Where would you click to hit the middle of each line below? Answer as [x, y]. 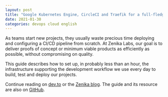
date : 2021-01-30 [23, 19]
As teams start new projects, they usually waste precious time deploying [80, 38]
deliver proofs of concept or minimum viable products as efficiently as [77, 49]
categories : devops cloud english [41, 24]
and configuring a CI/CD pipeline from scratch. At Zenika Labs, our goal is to [84, 44]
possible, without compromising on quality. [49, 54]
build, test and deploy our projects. [41, 75]
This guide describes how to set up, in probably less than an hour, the [77, 64]
